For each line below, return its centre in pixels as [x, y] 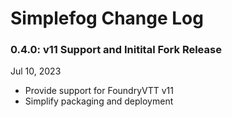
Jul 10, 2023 [36, 71]
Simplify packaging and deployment [99, 101]
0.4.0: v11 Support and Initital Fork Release [116, 50]
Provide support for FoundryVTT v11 [99, 91]
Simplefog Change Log [107, 18]
